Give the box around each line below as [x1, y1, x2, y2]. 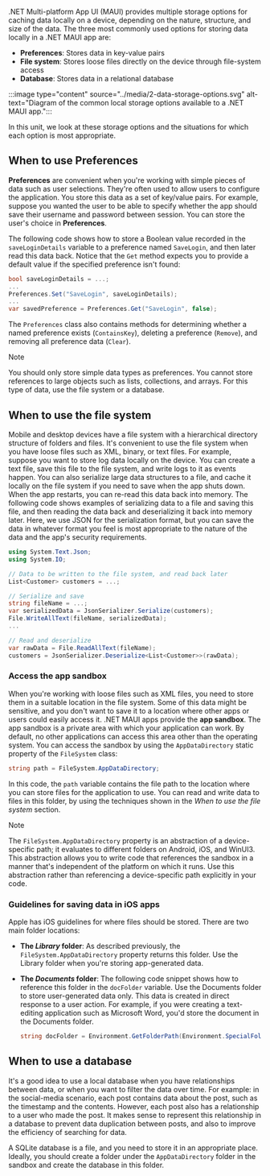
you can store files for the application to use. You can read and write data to [8, 787, 260, 797]
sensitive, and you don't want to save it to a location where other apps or [8, 706, 250, 715]
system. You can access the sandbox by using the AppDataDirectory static [8, 740, 255, 750]
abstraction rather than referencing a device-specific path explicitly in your [8, 870, 256, 880]
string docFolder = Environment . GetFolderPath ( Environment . [19, 1032, 226, 1040]
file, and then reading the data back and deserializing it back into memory [8, 507, 253, 516]
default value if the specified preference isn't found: [8, 259, 181, 269]
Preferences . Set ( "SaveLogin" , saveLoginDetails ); [8, 290, 178, 298]
